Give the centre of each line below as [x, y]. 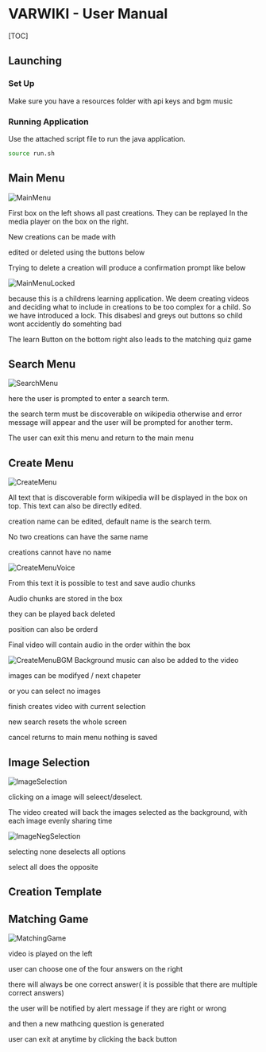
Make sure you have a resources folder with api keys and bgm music [120, 101]
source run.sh [32, 153]
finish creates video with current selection [77, 707]
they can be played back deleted [62, 614]
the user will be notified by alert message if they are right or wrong [117, 1008]
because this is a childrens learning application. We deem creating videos [129, 298]
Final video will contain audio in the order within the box [99, 645]
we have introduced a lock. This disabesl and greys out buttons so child [125, 315]
